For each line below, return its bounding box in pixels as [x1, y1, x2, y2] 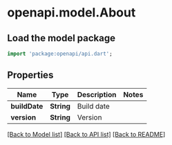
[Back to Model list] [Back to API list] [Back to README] [7, 130, 166, 138]
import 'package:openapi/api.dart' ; [7, 50, 113, 57]
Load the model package [7, 32, 116, 44]
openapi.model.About [7, 5, 136, 21]
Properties [7, 69, 54, 81]
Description [77, 89, 117, 99]
